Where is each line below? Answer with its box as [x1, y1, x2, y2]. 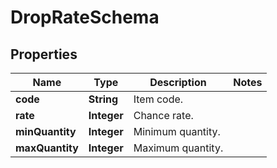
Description [149, 76, 207, 89]
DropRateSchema [10, 6, 160, 29]
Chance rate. [133, 109, 194, 122]
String [88, 92, 119, 106]
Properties [10, 46, 78, 63]
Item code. [133, 92, 184, 106]
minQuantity [15, 125, 77, 138]
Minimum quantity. [133, 125, 221, 138]
